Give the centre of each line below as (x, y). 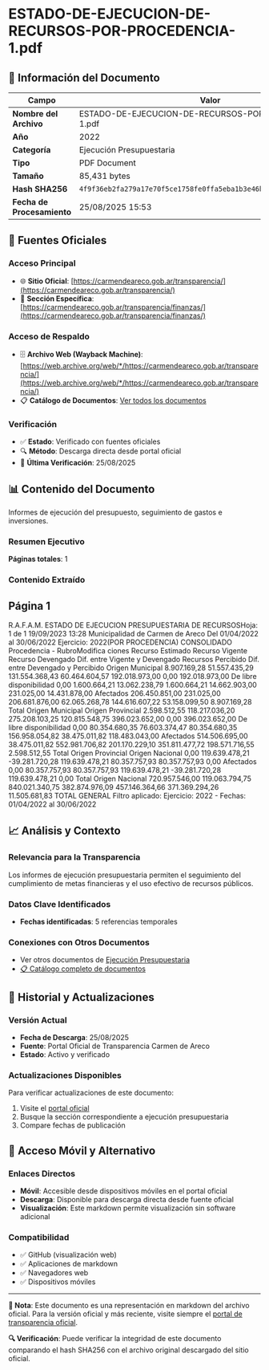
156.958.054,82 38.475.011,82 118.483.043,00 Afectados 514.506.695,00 (128, 736)
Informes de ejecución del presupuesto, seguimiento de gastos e (115, 512)
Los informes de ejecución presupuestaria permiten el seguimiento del (125, 875)
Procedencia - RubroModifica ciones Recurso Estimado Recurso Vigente (128, 651)
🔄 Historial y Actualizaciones (81, 997)
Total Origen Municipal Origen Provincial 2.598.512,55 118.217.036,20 (122, 710)
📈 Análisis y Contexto (65, 830)
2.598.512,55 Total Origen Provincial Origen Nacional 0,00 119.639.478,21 (129, 753)
